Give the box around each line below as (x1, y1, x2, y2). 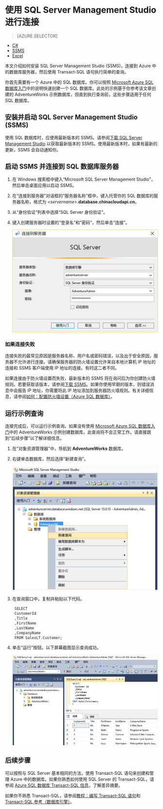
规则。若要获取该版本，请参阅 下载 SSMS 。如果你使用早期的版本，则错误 (5, 382, 150, 387)
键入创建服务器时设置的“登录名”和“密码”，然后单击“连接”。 (12, 220, 130, 225)
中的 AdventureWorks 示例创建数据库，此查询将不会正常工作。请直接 (9, 429, 147, 435)
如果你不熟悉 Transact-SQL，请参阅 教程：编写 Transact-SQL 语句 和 (5, 792, 141, 798)
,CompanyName (14, 630, 41, 635)
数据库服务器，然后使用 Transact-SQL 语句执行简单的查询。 (9, 69, 129, 74)
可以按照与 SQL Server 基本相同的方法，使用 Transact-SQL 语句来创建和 (5, 770, 150, 776)
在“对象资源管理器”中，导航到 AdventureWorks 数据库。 (12, 446, 126, 452)
